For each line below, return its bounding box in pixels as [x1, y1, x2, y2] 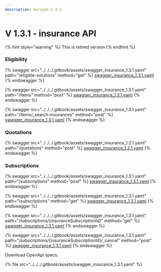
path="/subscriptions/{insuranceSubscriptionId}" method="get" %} [5, 218, 140, 224]
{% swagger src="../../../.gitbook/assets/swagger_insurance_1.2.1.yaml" [5, 140, 147, 146]
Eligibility [5, 56, 28, 63]
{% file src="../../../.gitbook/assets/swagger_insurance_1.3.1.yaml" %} [5, 261, 143, 267]
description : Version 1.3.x [5, 7, 62, 12]
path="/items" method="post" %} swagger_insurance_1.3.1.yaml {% [5, 92, 140, 97]
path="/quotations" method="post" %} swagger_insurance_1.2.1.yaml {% [5, 145, 151, 151]
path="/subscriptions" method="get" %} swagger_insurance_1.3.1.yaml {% [5, 198, 154, 204]
